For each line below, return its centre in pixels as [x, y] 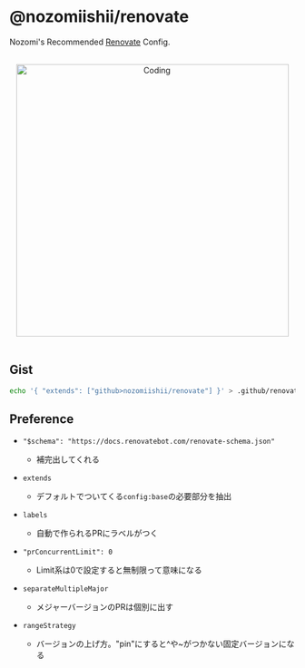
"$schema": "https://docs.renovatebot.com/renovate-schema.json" [148, 442]
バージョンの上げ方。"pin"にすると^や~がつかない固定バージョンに [162, 644]
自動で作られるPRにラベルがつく [97, 534]
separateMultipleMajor [65, 589]
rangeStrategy [49, 626]
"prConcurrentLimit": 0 [68, 552]
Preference [42, 419]
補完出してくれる [68, 459]
